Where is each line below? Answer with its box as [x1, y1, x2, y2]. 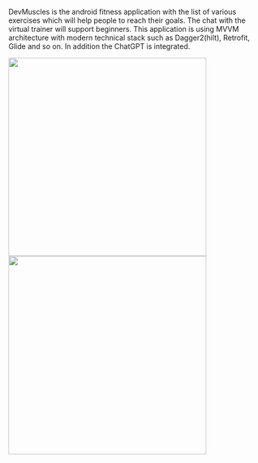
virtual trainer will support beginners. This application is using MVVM [8, 24, 239, 33]
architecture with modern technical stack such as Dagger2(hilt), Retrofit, [8, 33, 250, 42]
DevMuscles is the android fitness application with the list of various [8, 7, 237, 16]
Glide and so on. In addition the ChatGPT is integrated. [8, 41, 191, 51]
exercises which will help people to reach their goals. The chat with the [8, 15, 246, 25]
